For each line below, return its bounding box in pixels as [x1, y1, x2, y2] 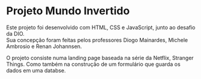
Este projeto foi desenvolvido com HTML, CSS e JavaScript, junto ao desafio [6, 24, 196, 31]
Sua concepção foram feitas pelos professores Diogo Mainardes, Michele [6, 36, 188, 43]
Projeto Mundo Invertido [6, 4, 130, 18]
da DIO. [6, 30, 25, 37]
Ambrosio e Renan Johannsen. [6, 43, 82, 50]
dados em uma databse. [6, 67, 66, 74]
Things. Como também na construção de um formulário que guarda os [6, 61, 181, 68]
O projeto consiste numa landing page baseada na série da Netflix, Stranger [6, 54, 194, 61]
